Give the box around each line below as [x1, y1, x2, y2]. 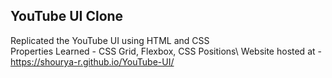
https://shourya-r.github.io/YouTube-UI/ [10, 55, 175, 68]
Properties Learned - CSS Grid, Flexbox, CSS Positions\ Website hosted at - [10, 45, 322, 57]
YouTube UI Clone [10, 8, 124, 25]
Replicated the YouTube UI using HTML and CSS [10, 34, 210, 46]
